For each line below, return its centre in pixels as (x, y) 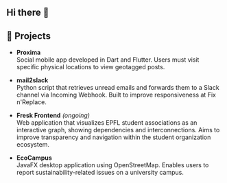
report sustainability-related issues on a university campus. (100, 173)
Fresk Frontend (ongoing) (53, 115)
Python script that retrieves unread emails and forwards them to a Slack (118, 88)
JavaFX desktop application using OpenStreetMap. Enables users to (112, 165)
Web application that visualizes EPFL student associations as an (107, 123)
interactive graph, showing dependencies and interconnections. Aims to (118, 130)
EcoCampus (34, 158)
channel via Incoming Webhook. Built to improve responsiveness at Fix (116, 95)
